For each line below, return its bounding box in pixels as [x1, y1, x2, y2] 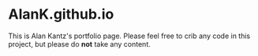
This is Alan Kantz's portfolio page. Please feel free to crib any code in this [8, 31, 251, 40]
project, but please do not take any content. [8, 39, 151, 48]
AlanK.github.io [8, 5, 114, 23]
